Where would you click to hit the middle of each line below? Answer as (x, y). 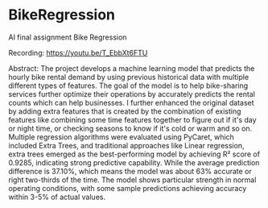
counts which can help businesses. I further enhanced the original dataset (132, 102)
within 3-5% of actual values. (57, 197)
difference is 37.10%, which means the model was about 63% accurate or (130, 171)
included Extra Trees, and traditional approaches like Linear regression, (126, 145)
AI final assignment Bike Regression (68, 37)
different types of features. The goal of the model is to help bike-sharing (128, 85)
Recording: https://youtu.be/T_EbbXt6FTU (78, 52)
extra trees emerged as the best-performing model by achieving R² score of (134, 154)
